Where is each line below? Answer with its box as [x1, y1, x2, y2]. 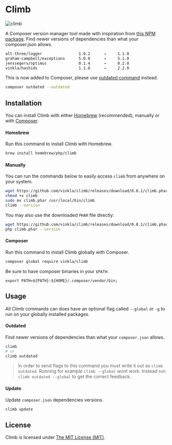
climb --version [5, 203, 40, 208]
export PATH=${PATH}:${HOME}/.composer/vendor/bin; [5, 278, 118, 283]
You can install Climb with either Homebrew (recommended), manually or [5, 113, 160, 119]
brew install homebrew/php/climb [5, 151, 77, 156]
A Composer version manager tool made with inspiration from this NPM [5, 30, 156, 36]
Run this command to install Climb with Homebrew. [5, 141, 113, 147]
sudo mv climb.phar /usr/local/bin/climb [5, 198, 95, 203]
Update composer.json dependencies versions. [5, 396, 104, 403]
